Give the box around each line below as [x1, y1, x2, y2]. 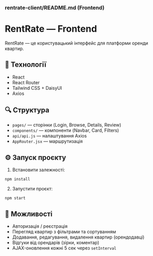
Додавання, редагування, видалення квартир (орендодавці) [12, 234, 145, 240]
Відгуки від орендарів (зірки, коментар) [12, 240, 99, 246]
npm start [5, 195, 26, 201]
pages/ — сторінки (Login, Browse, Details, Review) [12, 122, 121, 128]
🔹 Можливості [5, 209, 53, 218]
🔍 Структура [5, 106, 50, 114]
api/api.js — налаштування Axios [12, 133, 87, 139]
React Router [12, 79, 40, 86]
